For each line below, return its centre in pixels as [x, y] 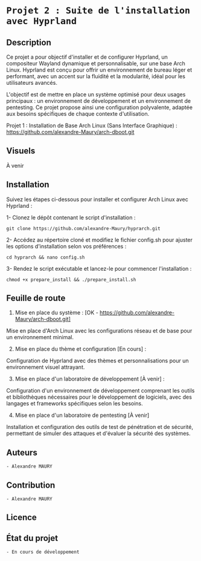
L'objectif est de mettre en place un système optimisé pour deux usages [96, 95]
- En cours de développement [43, 552]
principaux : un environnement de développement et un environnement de [99, 101]
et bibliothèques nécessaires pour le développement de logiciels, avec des [99, 397]
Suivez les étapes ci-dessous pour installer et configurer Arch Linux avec [97, 199]
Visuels [21, 151]
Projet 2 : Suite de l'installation [98, 11]
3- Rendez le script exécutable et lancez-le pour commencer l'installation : [99, 268]
